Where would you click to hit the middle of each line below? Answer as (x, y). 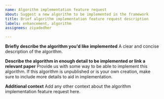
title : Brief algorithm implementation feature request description (77, 19)
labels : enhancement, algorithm (38, 23)
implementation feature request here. (43, 92)
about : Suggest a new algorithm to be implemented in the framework (77, 14)
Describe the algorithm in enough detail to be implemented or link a (75, 61)
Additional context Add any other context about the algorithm (68, 86)
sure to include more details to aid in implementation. (59, 77)
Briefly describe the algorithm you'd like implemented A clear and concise (82, 46)
